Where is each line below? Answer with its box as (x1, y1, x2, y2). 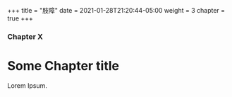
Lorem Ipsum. (7, 81, 48, 90)
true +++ (7, 14, 34, 23)
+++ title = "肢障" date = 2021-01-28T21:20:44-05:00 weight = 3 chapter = (7, 6, 226, 14)
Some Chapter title (7, 58, 120, 74)
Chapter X (7, 31, 44, 41)
